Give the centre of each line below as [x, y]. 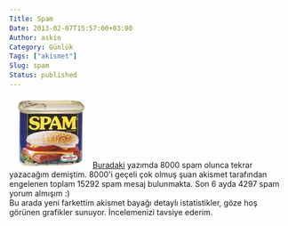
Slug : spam [29, 66]
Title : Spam [31, 19]
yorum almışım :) [40, 193]
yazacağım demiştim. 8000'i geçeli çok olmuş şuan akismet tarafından [138, 174]
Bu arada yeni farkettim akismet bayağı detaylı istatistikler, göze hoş [133, 202]
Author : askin [36, 37]
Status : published [43, 76]
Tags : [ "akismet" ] [43, 56]
